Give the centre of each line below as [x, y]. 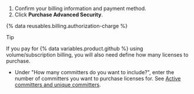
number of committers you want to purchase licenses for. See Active [98, 79]
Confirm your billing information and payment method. [80, 8]
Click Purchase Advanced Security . [59, 15]
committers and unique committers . [58, 85]
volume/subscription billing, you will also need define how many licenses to [97, 55]
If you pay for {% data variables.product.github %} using [75, 48]
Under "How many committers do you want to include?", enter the [94, 72]
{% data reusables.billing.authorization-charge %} [67, 26]
